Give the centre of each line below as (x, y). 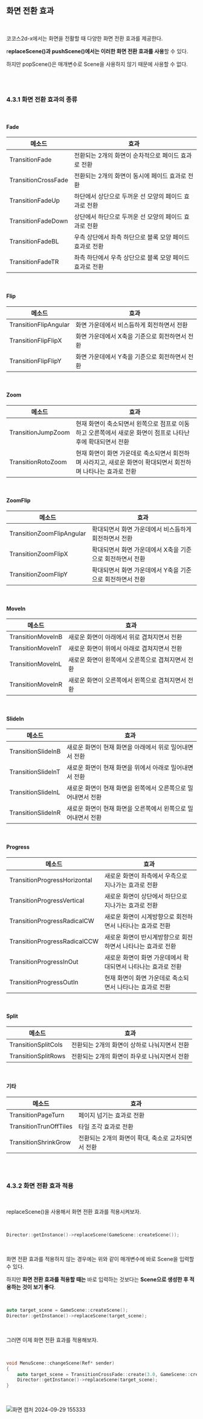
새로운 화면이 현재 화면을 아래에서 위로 (118, 748)
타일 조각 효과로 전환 (106, 1127)
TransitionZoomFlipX (39, 554)
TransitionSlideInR (35, 813)
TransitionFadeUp (35, 200)
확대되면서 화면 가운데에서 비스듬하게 (141, 529)
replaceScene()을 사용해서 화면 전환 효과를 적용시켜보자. (74, 1212)
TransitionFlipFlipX (36, 340)
